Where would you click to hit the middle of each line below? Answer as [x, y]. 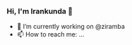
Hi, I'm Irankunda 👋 [40, 11]
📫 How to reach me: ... [50, 34]
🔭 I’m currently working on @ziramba [71, 27]
